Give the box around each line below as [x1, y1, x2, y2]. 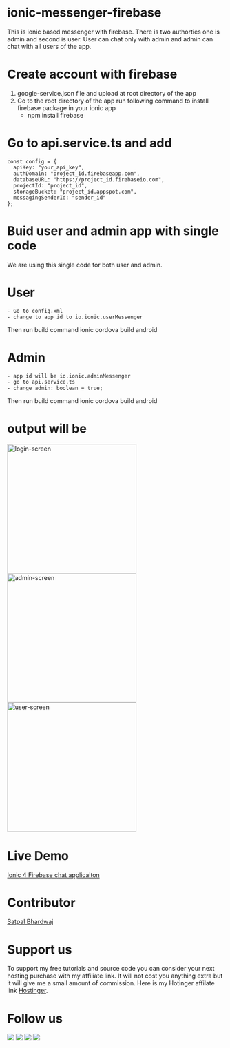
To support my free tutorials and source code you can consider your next [7, 965, 215, 973]
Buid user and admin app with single [7, 223, 219, 238]
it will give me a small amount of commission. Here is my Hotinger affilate [7, 979, 215, 987]
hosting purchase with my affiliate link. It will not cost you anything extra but [7, 972, 223, 980]
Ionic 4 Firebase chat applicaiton [7, 870, 100, 879]
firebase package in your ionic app [17, 103, 116, 112]
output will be [7, 420, 87, 436]
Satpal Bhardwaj [7, 918, 54, 926]
